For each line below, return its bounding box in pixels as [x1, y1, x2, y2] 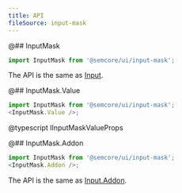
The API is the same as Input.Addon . [8, 176, 127, 185]
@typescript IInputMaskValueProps [8, 123, 124, 133]
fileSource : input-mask [8, 19, 87, 27]
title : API [8, 11, 44, 20]
